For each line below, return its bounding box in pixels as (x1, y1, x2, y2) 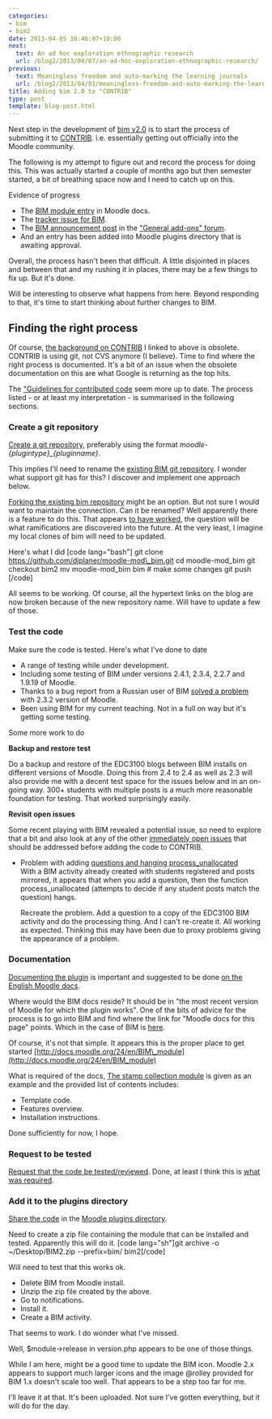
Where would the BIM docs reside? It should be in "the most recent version (8, 996, 259, 1006)
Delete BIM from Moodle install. (19, 1278, 125, 1288)
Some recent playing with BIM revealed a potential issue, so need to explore (8, 825, 261, 834)
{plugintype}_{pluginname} (8, 449, 99, 458)
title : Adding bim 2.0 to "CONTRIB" (8, 87, 132, 96)
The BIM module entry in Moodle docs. (19, 206, 151, 215)
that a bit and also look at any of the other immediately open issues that (8, 833, 247, 843)
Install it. (19, 1304, 49, 1314)
